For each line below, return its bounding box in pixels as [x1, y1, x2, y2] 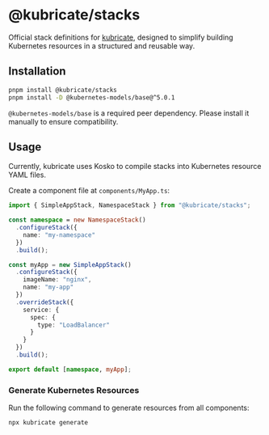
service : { [23, 306, 60, 314]
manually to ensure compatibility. [8, 116, 119, 126]
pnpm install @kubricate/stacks [8, 86, 117, 94]
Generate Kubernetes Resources [8, 384, 140, 395]
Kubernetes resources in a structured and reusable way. [8, 40, 195, 50]
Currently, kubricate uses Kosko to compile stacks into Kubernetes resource [8, 162, 262, 171]
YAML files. [8, 170, 47, 179]
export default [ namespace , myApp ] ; [8, 365, 132, 374]
